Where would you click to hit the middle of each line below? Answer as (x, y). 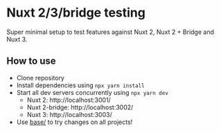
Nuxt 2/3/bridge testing (76, 13)
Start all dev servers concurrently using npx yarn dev (92, 92)
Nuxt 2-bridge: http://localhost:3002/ (80, 107)
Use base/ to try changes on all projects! (74, 122)
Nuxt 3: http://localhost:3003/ (69, 114)
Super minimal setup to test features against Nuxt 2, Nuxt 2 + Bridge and (110, 32)
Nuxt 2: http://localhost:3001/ (69, 100)
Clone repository (41, 78)
